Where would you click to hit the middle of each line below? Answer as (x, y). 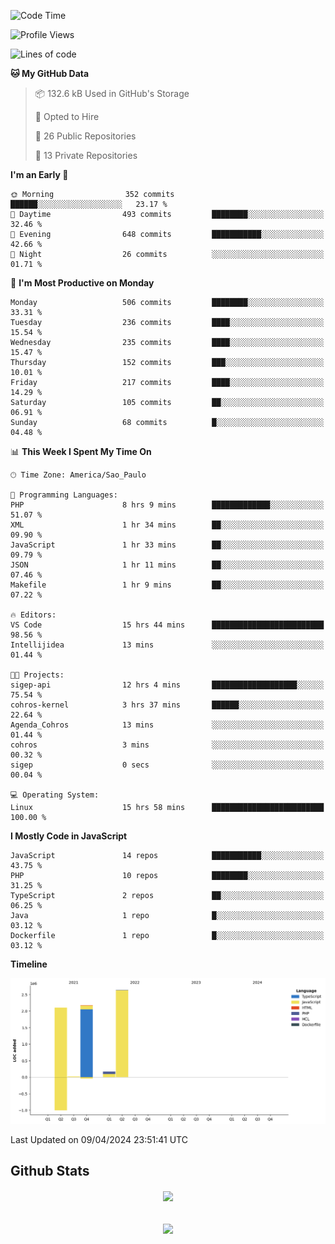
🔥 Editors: (33, 615)
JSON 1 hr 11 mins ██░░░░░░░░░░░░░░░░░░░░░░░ (167, 565)
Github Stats (50, 1171)
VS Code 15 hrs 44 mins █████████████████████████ (167, 625)
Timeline (29, 964)
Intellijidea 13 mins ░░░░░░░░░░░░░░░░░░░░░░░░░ (167, 645)
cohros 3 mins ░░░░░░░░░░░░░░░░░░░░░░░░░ (167, 745)
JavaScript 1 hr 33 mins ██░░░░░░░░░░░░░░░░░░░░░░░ (167, 545)
